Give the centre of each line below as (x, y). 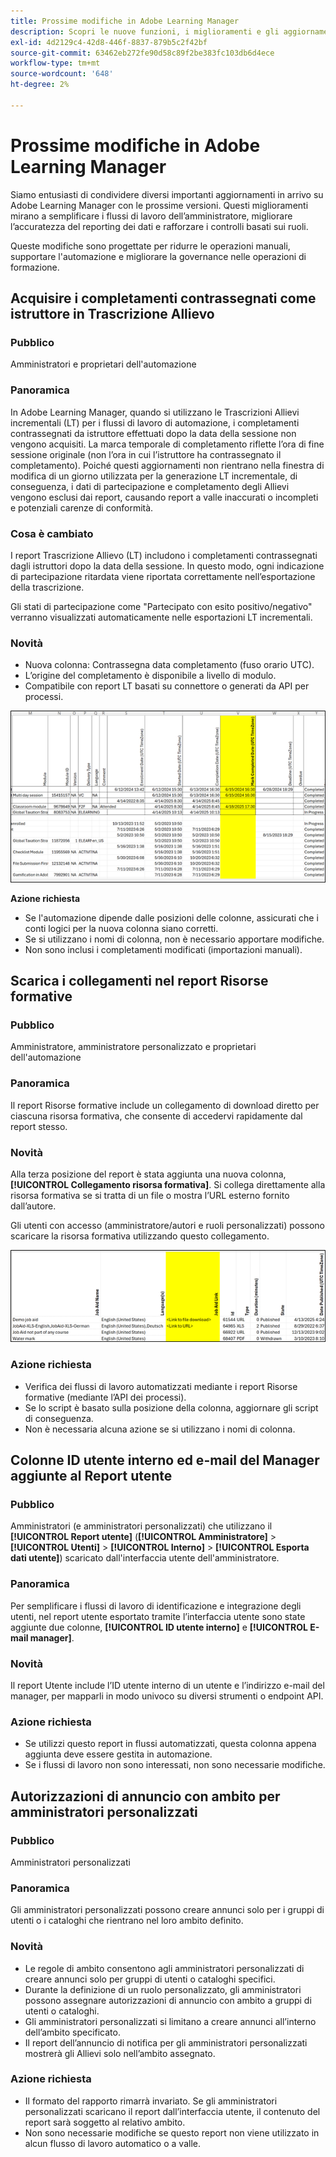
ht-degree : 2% (40, 85)
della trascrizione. (47, 587)
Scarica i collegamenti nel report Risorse (139, 981)
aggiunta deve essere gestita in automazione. (118, 1754)
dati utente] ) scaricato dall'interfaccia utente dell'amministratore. (145, 1558)
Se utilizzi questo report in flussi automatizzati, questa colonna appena (170, 1744)
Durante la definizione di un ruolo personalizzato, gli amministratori (163, 1989)
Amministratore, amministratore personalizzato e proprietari (133, 1047)
